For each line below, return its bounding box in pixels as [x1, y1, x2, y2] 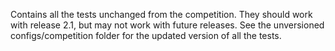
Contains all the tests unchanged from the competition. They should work [10, 9, 313, 20]
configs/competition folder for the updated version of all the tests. [10, 30, 282, 41]
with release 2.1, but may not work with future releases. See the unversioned [10, 19, 325, 31]
